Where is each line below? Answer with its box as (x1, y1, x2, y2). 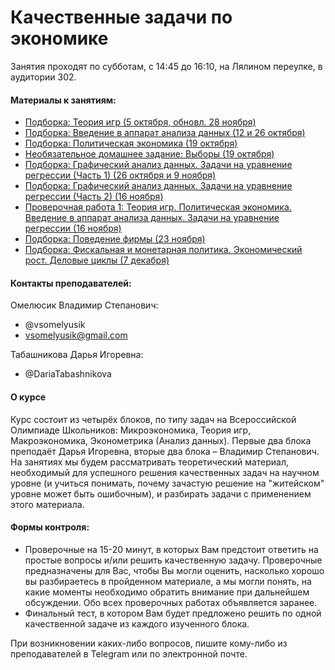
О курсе (10, 391, 47, 403)
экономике (10, 27, 109, 50)
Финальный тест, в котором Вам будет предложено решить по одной (24, 607, 322, 619)
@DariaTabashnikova (24, 368, 112, 380)
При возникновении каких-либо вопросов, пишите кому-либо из (10, 637, 288, 649)
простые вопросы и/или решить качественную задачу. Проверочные (24, 554, 323, 566)
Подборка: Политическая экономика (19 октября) (24, 137, 238, 150)
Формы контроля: (10, 521, 90, 533)
